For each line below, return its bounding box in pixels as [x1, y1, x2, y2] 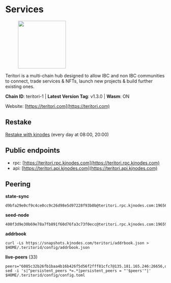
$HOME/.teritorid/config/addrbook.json [5, 245, 90, 250]
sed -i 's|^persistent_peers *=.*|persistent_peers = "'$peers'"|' [5, 268, 152, 273]
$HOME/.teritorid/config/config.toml [5, 273, 85, 278]
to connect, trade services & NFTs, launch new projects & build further [5, 78, 153, 84]
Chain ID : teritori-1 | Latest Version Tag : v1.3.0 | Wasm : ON [5, 93, 130, 99]
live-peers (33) [5, 254, 38, 260]
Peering [5, 180, 31, 188]
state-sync [5, 193, 30, 200]
